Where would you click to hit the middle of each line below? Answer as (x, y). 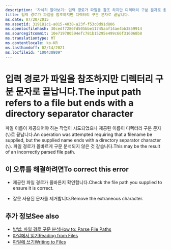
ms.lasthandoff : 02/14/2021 (35, 48)
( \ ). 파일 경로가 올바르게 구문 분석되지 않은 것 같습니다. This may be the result (83, 146)
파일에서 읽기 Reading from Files (45, 236)
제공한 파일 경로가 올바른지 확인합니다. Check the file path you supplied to (87, 183)
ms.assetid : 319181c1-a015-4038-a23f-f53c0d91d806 (60, 24)
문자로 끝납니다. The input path (78, 92)
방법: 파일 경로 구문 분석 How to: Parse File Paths (62, 229)
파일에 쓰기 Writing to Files (39, 242)
